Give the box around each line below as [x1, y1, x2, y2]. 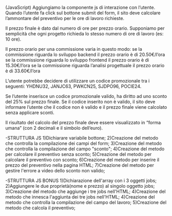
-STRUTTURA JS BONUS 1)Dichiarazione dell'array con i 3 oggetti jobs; [5, 178, 157, 184]
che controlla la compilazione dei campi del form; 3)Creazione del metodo [5, 141, 162, 146]
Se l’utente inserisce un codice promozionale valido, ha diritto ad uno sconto [5, 93, 167, 99]
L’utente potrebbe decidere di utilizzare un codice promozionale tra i [5, 78, 150, 84]
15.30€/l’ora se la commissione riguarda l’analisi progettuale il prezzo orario [5, 63, 165, 68]
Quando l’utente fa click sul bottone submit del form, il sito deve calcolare [5, 10, 161, 16]
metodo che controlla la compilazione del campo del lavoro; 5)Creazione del [5, 200, 167, 205]
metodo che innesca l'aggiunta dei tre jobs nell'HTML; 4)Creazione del [5, 194, 155, 200]
